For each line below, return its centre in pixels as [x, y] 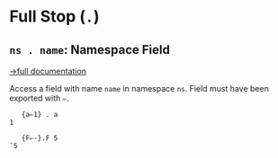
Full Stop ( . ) [54, 17]
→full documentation [48, 71]
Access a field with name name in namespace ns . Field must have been [139, 88]
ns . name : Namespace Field [90, 50]
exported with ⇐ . [39, 98]
